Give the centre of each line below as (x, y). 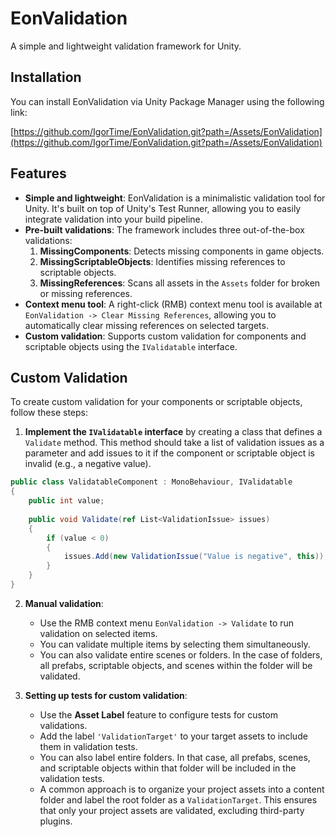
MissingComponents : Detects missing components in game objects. (182, 251)
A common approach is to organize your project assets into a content (182, 789)
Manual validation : (64, 603)
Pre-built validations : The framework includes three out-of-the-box (164, 229)
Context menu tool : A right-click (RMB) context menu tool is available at (173, 304)
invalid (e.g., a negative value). (88, 464)
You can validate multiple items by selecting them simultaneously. (175, 644)
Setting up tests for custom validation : (106, 695)
